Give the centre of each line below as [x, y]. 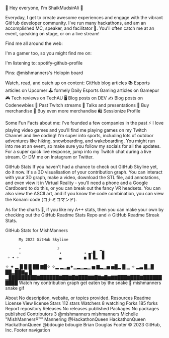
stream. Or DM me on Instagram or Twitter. [50, 157]
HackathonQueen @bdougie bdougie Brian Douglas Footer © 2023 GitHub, [83, 325]
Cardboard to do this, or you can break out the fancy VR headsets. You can [83, 188]
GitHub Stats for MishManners [36, 230]
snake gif [15, 288]
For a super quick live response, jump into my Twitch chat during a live [78, 152]
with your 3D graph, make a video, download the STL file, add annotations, [83, 177]
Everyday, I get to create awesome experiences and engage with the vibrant [84, 17]
